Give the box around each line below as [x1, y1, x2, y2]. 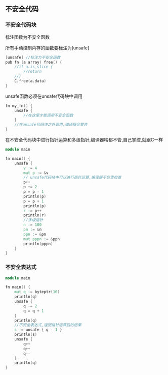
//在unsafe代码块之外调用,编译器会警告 [14, 122, 88, 127]
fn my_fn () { [5, 103, 33, 108]
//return [23, 69, 42, 74]
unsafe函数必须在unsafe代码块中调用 [5, 93, 82, 99]
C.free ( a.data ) [14, 78, 47, 84]
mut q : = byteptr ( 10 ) [14, 290, 60, 295]
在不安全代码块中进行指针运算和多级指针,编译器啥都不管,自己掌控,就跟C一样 [5, 137, 163, 143]
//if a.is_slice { [14, 64, 53, 70]
